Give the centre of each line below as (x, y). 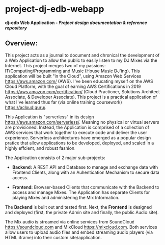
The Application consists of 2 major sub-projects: (55, 158)
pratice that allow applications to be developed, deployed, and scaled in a (80, 143)
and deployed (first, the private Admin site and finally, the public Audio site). (82, 212)
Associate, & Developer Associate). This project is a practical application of (81, 97)
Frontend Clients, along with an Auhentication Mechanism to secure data (86, 172)
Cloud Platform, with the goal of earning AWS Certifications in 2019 (73, 86)
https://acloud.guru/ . (26, 107)
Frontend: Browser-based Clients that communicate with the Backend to (86, 187)
